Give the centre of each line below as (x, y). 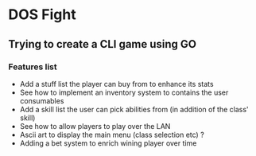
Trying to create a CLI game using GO (103, 44)
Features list (33, 67)
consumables (42, 100)
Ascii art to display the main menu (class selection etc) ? (112, 135)
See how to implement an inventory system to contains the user (124, 92)
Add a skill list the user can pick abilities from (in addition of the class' (134, 109)
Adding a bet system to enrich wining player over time (108, 143)
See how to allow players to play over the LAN (95, 126)
